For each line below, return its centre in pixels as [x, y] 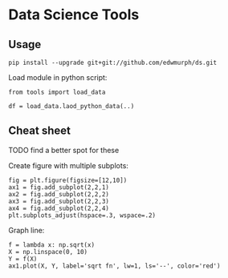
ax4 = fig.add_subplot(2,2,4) [59, 208]
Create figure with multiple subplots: [68, 165]
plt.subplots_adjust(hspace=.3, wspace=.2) [82, 215]
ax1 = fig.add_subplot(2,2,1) [59, 187]
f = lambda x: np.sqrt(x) [51, 245]
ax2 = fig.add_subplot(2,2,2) [59, 194]
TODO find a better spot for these [64, 150]
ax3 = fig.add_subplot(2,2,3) [59, 201]
